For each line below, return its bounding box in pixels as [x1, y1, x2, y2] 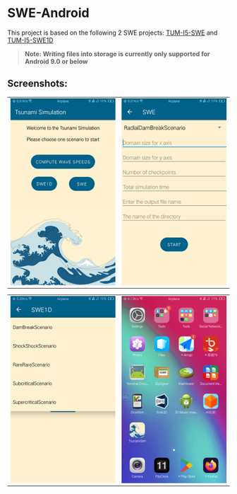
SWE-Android [7, 5, 90, 21]
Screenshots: [7, 78, 68, 90]
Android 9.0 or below [24, 57, 88, 65]
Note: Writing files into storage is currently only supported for [24, 50, 210, 58]
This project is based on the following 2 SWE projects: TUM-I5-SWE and [7, 28, 218, 37]
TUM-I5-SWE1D [7, 35, 54, 44]
